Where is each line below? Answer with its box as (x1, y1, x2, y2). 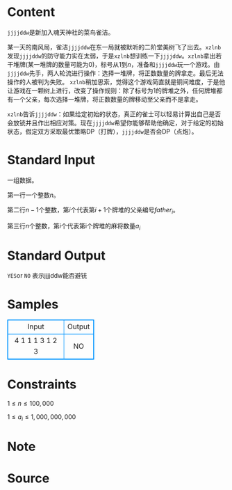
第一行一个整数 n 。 (7, 191, 60, 199)
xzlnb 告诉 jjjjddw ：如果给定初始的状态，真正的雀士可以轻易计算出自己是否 (7, 109, 221, 118)
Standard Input (7, 152, 95, 168)
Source (7, 471, 50, 487)
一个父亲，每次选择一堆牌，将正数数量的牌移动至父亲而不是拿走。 (13, 95, 202, 103)
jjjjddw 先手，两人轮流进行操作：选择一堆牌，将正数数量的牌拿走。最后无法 (7, 69, 224, 77)
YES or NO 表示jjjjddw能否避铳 (7, 271, 88, 280)
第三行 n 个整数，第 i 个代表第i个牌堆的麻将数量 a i (7, 221, 141, 232)
